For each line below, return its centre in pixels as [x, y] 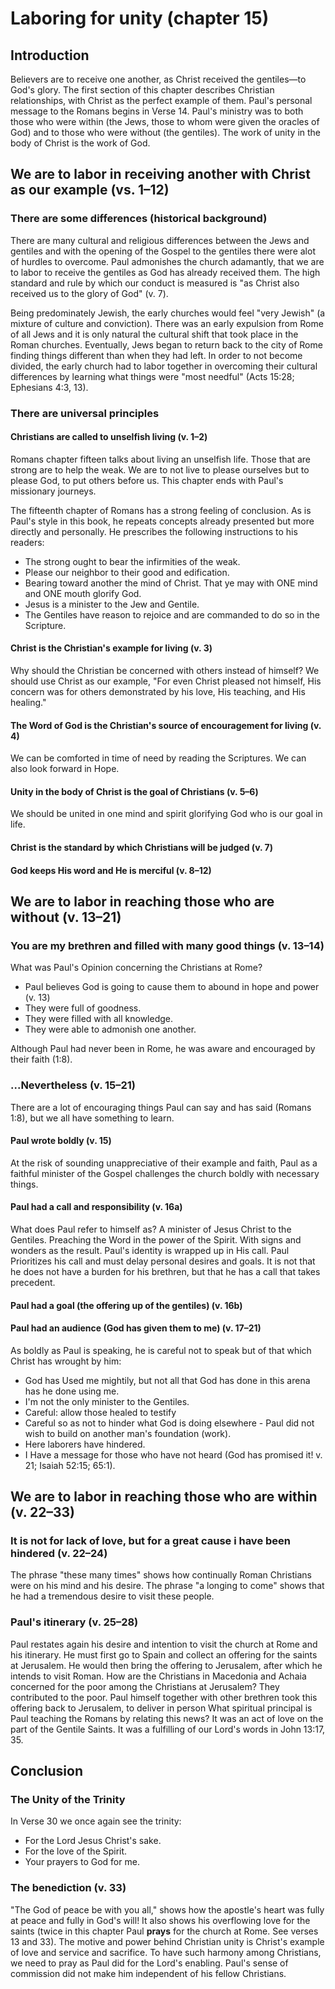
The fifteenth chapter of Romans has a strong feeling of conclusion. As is [161, 510]
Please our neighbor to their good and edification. [127, 572]
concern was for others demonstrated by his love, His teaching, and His [158, 692]
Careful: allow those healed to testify [100, 1412]
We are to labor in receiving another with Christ [160, 174]
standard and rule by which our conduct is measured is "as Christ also [155, 283]
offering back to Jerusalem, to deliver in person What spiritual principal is [161, 1708]
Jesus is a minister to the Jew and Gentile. [112, 604]
